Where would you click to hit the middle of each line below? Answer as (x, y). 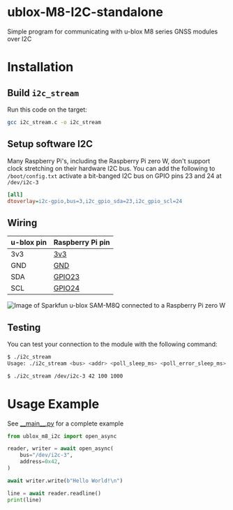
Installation (40, 67)
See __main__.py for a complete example (66, 423)
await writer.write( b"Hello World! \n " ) (65, 481)
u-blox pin (29, 243)
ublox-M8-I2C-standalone (85, 12)
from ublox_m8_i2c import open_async (62, 436)
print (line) (24, 500)
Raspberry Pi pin (82, 243)
